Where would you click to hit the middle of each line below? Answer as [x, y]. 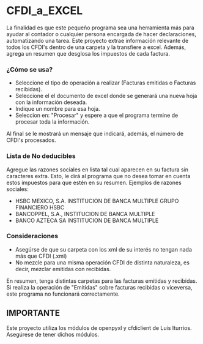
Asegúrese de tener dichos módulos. [53, 334]
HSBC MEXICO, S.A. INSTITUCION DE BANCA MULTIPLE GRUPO [97, 201]
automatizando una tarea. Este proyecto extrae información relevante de [98, 40]
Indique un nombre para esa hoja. [57, 109]
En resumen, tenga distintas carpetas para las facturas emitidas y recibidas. [102, 281]
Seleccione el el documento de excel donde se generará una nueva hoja [106, 96]
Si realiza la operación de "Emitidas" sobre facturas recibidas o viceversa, [99, 287]
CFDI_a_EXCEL [45, 11]
